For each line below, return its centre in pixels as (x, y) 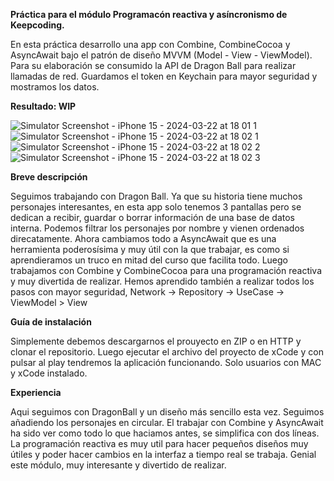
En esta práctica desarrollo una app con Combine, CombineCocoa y (150, 44)
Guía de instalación (51, 322)
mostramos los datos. (55, 87)
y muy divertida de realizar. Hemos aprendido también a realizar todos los (162, 281)
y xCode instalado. (49, 373)
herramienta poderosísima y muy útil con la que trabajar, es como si (150, 249)
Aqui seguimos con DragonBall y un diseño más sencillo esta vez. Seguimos (167, 412)
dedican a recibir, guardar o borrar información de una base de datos (152, 217)
